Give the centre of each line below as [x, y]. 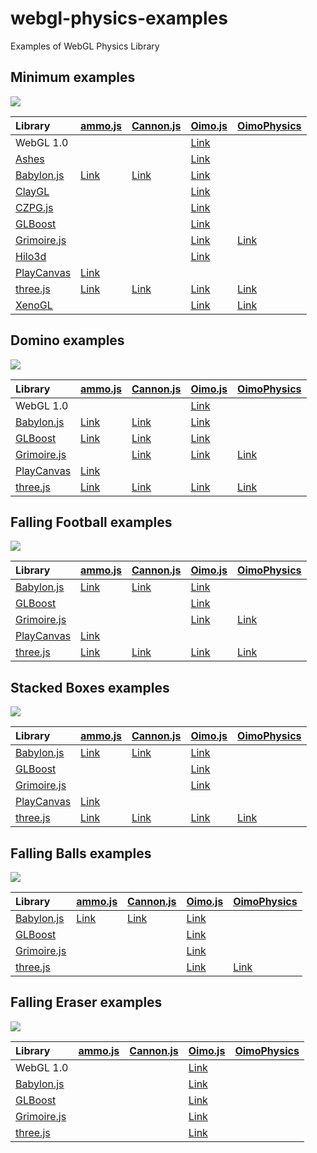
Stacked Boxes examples [90, 687]
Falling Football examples [91, 522]
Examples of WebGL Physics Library [85, 46]
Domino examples [67, 340]
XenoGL [34, 305]
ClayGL [32, 191]
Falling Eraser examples [86, 1002]
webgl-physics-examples [119, 18]
